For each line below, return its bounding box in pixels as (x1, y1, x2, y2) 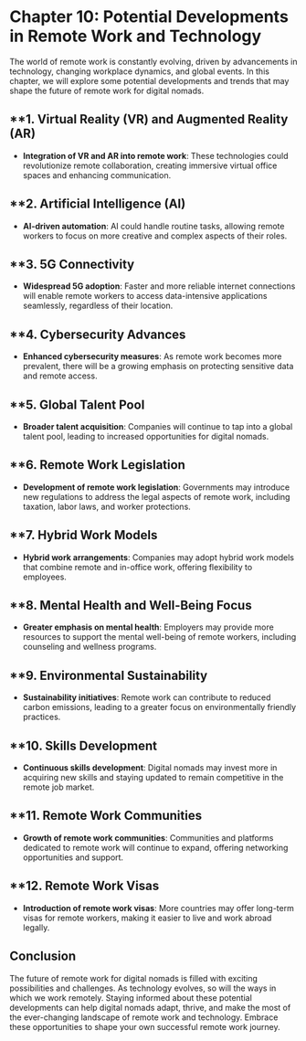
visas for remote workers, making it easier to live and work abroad (22, 912, 272, 923)
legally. (22, 921, 50, 933)
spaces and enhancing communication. (22, 169, 172, 180)
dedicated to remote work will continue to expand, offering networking (22, 842, 289, 853)
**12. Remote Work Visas (9, 878, 160, 894)
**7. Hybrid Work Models (9, 527, 158, 543)
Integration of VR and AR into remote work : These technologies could (22, 150, 289, 161)
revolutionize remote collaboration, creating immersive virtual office (22, 160, 278, 171)
